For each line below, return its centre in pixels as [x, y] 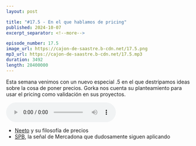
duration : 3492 [25, 60]
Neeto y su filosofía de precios [51, 130]
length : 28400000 [27, 65]
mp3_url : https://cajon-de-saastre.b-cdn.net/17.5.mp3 [74, 54]
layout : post [22, 11]
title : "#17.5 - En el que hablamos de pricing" [66, 22]
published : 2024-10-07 [34, 27]
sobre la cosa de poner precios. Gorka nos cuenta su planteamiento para [94, 88]
